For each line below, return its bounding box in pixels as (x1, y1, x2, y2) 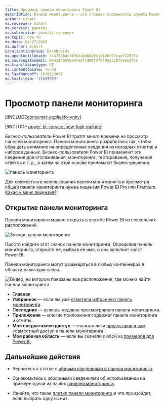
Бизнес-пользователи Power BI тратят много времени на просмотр (5, 133, 148, 139)
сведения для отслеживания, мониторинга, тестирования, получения (5, 154, 153, 160)
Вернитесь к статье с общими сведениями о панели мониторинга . (12, 366, 154, 372)
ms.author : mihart (5, 44, 43, 49)
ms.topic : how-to (5, 35, 41, 40)
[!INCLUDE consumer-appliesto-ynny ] (5, 114, 82, 120)
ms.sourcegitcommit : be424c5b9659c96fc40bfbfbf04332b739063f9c (5, 58, 138, 63)
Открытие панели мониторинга (5, 203, 108, 212)
